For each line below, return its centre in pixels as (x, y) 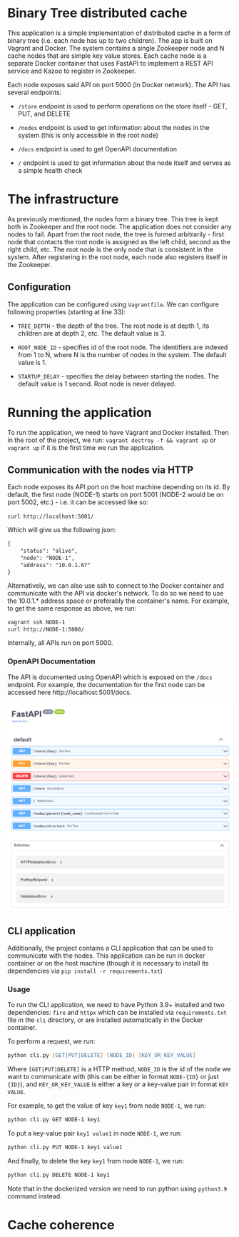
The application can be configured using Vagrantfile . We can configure (113, 304)
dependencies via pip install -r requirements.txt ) (85, 971)
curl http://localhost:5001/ (51, 517)
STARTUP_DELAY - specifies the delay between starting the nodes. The (118, 376)
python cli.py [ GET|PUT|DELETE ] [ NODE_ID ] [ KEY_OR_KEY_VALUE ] (102, 1056)
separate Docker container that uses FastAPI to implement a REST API (110, 63)
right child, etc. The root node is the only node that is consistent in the (111, 249)
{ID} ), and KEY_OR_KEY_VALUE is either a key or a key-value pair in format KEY (118, 1084)
